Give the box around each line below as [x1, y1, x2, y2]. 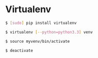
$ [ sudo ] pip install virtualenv [5, 20, 77, 25]
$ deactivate [5, 48, 33, 53]
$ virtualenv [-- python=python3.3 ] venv [5, 30, 93, 35]
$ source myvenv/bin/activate [5, 39, 70, 44]
